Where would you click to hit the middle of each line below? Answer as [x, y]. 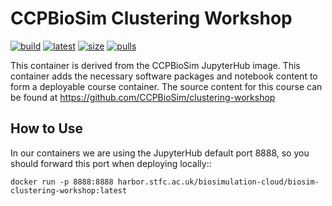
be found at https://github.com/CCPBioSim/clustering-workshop [143, 97]
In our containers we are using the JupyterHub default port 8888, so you [160, 153]
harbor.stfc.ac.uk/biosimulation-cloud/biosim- [218, 182]
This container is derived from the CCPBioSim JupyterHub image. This [155, 65]
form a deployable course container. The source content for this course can [166, 86]
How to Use [47, 128]
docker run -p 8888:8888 [62, 182]
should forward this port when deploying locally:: [111, 163]
